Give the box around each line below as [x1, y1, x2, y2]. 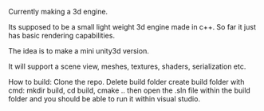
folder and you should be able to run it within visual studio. [8, 94, 201, 103]
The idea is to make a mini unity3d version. [8, 46, 149, 55]
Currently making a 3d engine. [8, 7, 108, 16]
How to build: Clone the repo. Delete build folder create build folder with [8, 77, 245, 86]
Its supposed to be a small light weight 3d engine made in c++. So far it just [8, 22, 257, 31]
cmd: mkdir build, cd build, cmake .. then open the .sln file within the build [8, 85, 251, 95]
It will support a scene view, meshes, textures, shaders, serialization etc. [8, 61, 246, 71]
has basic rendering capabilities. [8, 31, 116, 40]
